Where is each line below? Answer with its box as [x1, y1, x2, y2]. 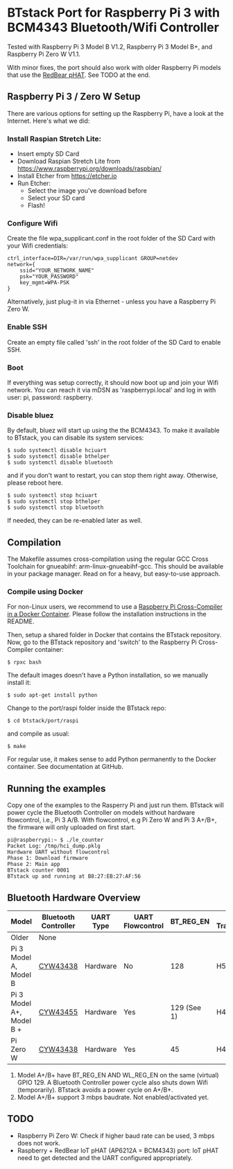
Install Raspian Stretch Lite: [7, 134, 102, 144]
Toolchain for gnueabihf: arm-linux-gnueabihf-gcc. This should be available [7, 562, 224, 571]
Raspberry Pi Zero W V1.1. [7, 50, 81, 58]
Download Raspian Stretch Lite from [17, 157, 121, 166]
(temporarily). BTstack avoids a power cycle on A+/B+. [17, 1085, 173, 1093]
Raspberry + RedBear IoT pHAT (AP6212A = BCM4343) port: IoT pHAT [17, 1146, 219, 1154]
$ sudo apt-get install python [7, 692, 98, 699]
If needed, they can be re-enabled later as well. [7, 517, 143, 525]
